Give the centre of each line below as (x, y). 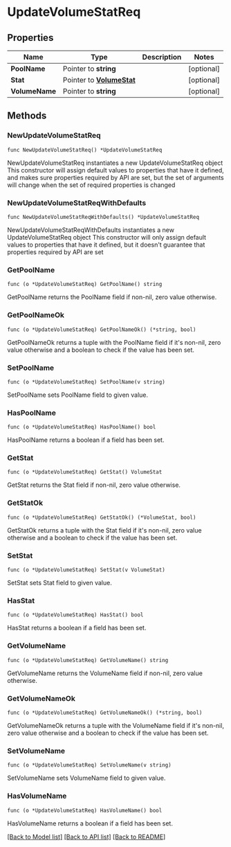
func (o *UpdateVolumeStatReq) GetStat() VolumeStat (85, 472)
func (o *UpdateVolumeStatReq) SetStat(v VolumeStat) (86, 570)
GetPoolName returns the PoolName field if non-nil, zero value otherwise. (112, 297)
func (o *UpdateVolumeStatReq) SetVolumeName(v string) (89, 765)
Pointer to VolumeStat (99, 80)
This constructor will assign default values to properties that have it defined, (116, 170)
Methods (27, 116)
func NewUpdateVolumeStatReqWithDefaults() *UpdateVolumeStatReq (103, 217)
